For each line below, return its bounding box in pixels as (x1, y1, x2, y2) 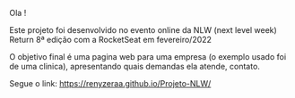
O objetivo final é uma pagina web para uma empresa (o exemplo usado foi (9, 52, 287, 61)
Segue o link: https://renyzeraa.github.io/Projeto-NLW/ (9, 78, 212, 88)
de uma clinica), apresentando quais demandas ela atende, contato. (9, 61, 260, 71)
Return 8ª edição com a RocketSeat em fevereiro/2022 (9, 35, 213, 45)
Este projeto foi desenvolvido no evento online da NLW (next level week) (9, 25, 278, 35)
